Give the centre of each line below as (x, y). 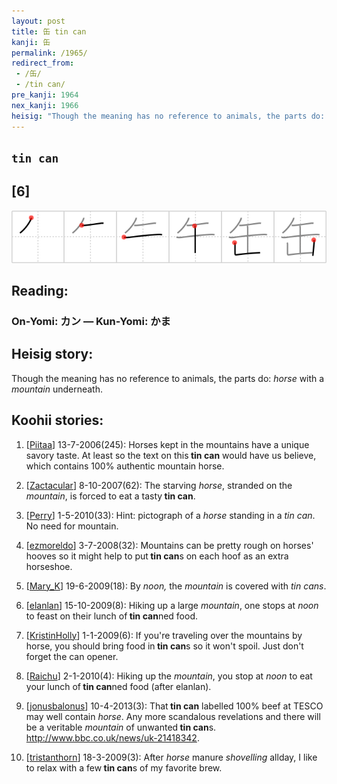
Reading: (40, 291)
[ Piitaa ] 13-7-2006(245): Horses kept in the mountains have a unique (167, 444)
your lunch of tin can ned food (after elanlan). (118, 686)
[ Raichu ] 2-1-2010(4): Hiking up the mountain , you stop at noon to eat (169, 676)
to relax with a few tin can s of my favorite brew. (124, 767)
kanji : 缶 (31, 42)
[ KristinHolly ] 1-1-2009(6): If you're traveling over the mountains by (164, 635)
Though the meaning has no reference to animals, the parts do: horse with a (168, 378)
